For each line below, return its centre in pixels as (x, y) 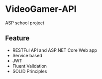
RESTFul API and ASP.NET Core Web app (55, 50)
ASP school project (25, 23)
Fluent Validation (30, 66)
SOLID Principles (30, 71)
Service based (27, 55)
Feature (17, 38)
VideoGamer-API (41, 9)
